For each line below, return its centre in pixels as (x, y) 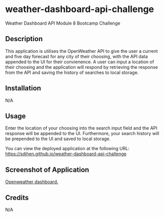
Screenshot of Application (47, 170)
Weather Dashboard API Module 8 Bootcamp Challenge (63, 23)
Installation (23, 88)
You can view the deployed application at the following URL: (67, 149)
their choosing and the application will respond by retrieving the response (82, 67)
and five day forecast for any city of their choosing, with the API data (77, 56)
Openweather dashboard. (32, 182)
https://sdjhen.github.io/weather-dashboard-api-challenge (66, 154)
